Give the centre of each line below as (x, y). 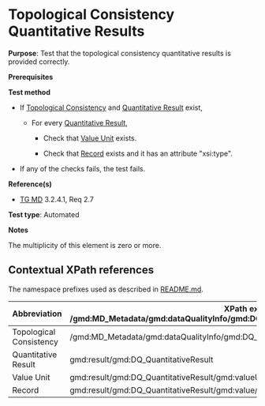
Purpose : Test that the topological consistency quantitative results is (119, 53)
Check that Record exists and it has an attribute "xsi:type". (138, 153)
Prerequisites (31, 77)
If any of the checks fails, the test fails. (82, 168)
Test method (30, 92)
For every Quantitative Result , (79, 122)
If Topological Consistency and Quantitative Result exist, (111, 107)
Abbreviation (37, 314)
